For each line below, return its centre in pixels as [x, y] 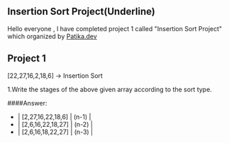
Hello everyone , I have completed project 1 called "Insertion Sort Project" [115, 28]
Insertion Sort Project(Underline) [82, 12]
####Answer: [27, 103]
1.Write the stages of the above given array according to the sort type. [110, 89]
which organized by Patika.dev [52, 36]
